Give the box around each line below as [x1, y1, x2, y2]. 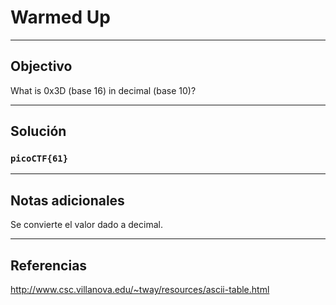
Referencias [10, 257, 88, 274]
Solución [10, 123, 67, 140]
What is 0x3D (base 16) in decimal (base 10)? [10, 84, 197, 96]
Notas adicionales [10, 192, 125, 209]
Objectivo [10, 58, 73, 75]
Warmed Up [10, 6, 111, 29]
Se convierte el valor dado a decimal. [10, 219, 163, 231]
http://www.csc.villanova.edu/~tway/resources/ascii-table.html [10, 284, 270, 296]
